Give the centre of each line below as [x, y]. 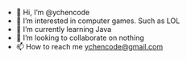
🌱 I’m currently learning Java [64, 29]
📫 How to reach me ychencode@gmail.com [89, 47]
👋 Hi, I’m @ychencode [53, 12]
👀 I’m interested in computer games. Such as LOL [98, 21]
